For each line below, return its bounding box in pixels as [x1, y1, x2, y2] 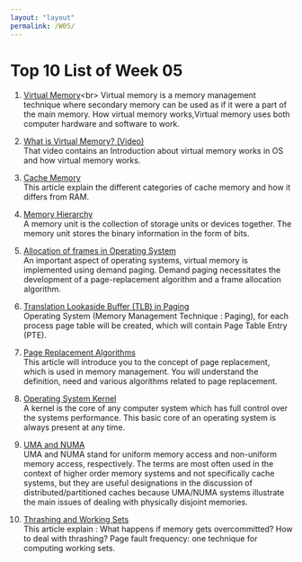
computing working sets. [22, 543, 116, 554]
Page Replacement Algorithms [22, 347, 136, 358]
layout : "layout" [10, 13, 75, 22]
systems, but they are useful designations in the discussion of [22, 477, 253, 488]
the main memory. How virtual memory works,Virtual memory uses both [22, 109, 290, 120]
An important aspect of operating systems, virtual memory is [22, 255, 248, 266]
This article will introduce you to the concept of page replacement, [22, 357, 271, 368]
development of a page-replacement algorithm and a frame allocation [22, 274, 281, 285]
